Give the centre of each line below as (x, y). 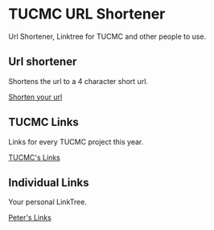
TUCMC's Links (34, 157)
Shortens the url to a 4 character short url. (78, 81)
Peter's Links (30, 218)
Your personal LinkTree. (47, 202)
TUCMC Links (43, 122)
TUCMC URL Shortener (87, 14)
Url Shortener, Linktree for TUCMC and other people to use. (107, 36)
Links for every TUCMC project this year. (76, 141)
